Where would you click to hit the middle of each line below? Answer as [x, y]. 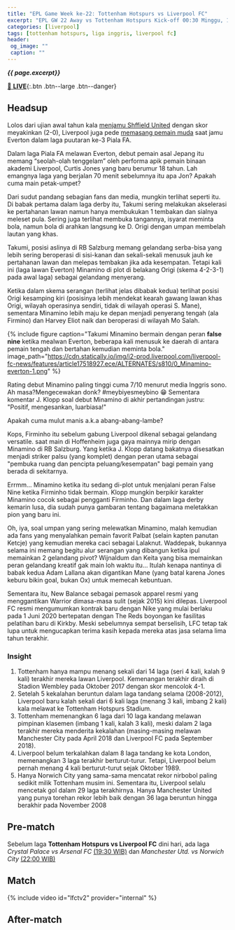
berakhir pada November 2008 [62, 805]
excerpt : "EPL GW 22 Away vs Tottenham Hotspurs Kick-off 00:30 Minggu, [115, 20]
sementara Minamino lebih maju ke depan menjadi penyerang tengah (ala [113, 313]
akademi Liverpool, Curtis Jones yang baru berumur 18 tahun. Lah [102, 168]
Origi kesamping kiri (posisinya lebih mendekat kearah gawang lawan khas [115, 298]
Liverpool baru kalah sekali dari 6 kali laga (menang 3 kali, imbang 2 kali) [122, 701]
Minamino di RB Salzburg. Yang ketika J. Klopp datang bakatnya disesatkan [116, 449]
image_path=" [28, 356]
